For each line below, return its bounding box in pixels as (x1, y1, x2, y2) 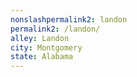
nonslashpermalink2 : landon (10, 14, 128, 25)
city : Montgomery (10, 42, 83, 53)
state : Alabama (10, 52, 74, 62)
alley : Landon (10, 33, 70, 43)
